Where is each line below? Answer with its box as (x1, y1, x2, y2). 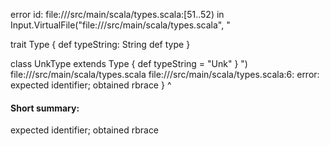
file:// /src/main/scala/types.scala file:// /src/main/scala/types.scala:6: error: (10, 69, 320, 80)
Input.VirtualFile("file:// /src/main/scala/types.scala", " (10, 19, 231, 31)
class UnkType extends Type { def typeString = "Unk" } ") (10, 58, 248, 69)
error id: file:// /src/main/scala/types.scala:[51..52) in (10, 9, 225, 20)
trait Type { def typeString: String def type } (10, 39, 191, 50)
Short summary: (10, 102, 80, 114)
